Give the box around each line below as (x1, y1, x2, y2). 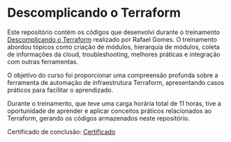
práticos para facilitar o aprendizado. (7, 86, 114, 94)
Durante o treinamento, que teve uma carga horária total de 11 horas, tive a (7, 99, 221, 107)
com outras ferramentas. (7, 57, 79, 65)
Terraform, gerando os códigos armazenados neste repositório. (7, 113, 191, 123)
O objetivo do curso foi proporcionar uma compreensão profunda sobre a (7, 71, 218, 79)
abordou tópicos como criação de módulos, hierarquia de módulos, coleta (7, 42, 220, 51)
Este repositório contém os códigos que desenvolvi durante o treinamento (7, 28, 221, 36)
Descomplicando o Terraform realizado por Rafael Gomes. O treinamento (7, 35, 218, 43)
